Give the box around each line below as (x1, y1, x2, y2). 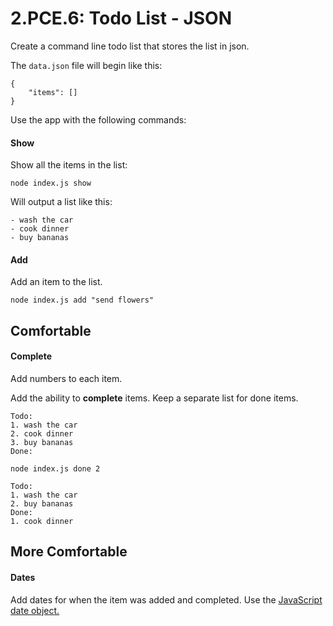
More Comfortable (10, 543, 128, 561)
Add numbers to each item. (10, 372, 123, 384)
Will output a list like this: (10, 196, 113, 208)
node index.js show (10, 178, 92, 189)
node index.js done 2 (10, 463, 101, 474)
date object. (10, 604, 60, 616)
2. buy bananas (10, 498, 74, 509)
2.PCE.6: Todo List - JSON (10, 7, 233, 30)
